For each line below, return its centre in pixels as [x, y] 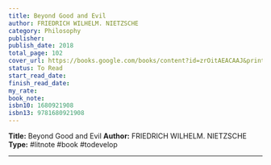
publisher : [27, 38]
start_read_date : [38, 76]
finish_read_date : [39, 83]
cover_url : [27, 61]
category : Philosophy [45, 31]
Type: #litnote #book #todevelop [63, 144]
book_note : [27, 98]
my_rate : [23, 91]
